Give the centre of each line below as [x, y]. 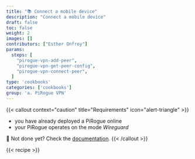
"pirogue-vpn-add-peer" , [47, 60]
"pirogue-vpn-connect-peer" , [52, 71]
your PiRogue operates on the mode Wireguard [71, 127]
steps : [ [22, 55]
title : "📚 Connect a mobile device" [52, 11]
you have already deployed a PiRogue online [68, 121]
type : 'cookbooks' [28, 82]
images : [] [19, 39]
